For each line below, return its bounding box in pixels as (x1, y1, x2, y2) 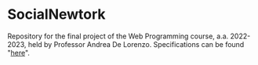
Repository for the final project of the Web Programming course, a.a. (7, 31, 229, 41)
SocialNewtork (7, 5, 107, 23)
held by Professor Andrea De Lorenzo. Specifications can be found (27, 39, 245, 49)
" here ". (7, 48, 31, 57)
